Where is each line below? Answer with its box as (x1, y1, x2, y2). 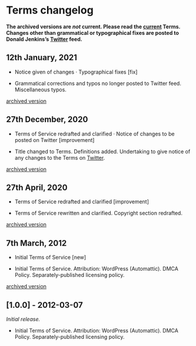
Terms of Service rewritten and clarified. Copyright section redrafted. (14, 210, 182, 217)
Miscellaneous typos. (14, 86, 67, 93)
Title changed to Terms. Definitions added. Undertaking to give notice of (14, 148, 191, 155)
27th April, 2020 (6, 182, 68, 192)
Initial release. (6, 316, 40, 322)
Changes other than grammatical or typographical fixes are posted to (6, 29, 180, 36)
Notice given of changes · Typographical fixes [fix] (14, 68, 138, 75)
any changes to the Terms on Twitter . (14, 154, 105, 161)
